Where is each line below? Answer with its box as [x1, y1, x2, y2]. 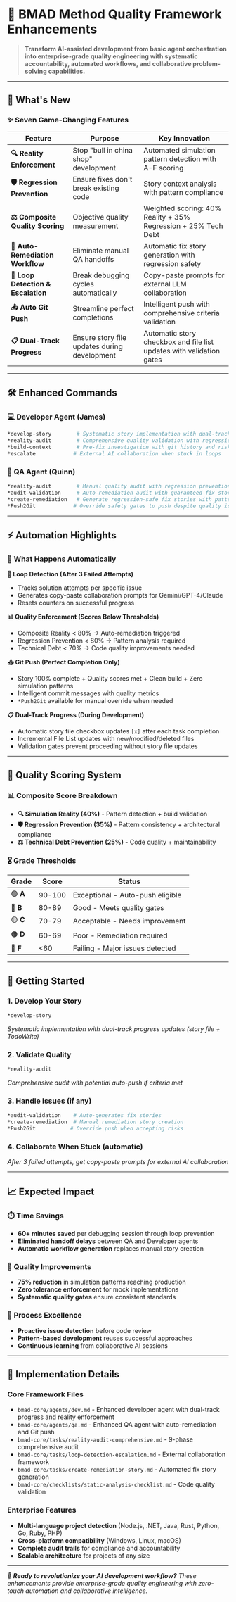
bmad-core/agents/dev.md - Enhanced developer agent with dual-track [17, 1406, 220, 1414]
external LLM [143, 279, 188, 289]
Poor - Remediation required [72, 931, 168, 940]
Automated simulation [143, 145, 216, 155]
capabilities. [48, 67, 86, 75]
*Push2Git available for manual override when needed [17, 697, 173, 705]
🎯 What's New [7, 94, 71, 106]
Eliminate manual [72, 246, 129, 256]
